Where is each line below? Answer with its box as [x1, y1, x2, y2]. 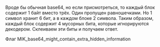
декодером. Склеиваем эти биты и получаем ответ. [5, 26, 119, 32]
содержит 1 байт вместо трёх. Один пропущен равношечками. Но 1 [5, 10, 152, 16]
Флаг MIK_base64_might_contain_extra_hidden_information [5, 36, 131, 42]
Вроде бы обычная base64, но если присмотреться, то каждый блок [5, 5, 155, 10]
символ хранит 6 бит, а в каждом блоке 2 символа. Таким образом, [5, 15, 154, 21]
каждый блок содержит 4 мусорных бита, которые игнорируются [5, 20, 149, 27]
